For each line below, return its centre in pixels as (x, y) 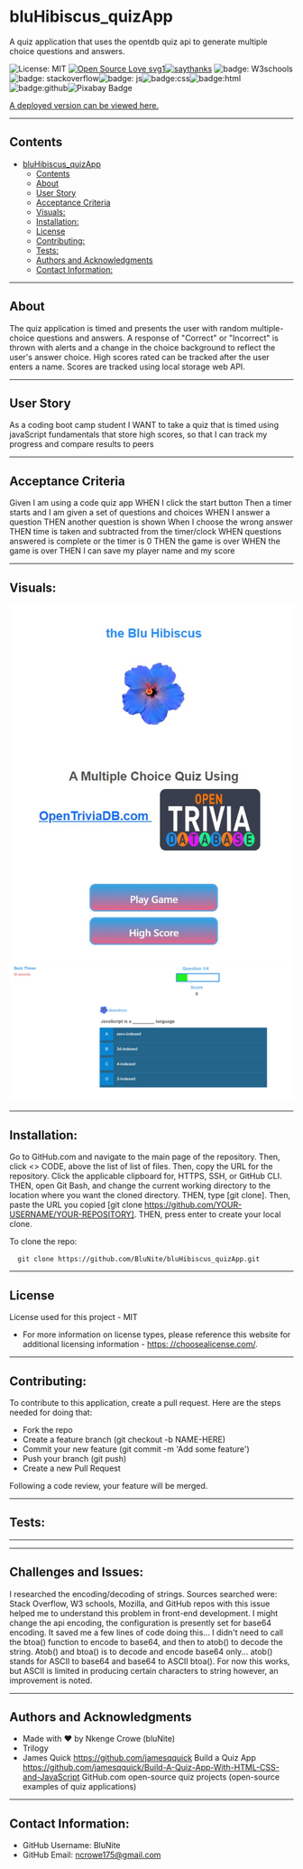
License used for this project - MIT (73, 1317)
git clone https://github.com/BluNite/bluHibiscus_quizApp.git (138, 1260)
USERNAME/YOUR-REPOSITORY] (72, 1214)
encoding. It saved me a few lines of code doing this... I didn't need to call (147, 1632)
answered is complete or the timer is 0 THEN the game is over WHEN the (145, 541)
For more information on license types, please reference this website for (156, 1334)
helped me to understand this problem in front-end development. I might (144, 1613)
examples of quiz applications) (79, 1787)
